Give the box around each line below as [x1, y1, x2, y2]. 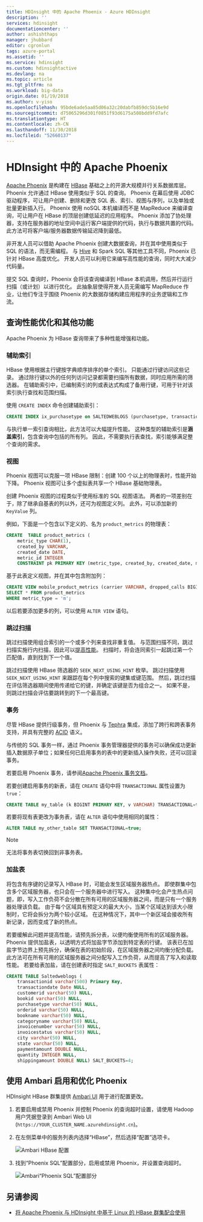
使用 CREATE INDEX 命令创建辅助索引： [6, 401, 100, 409]
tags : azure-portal [6, 48, 56, 54]
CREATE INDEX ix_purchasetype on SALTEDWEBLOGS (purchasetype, [6, 414, 169, 420]
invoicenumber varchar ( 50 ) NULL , [17, 1024, 101, 1030]
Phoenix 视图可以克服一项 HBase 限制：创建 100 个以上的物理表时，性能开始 [6, 472, 197, 479]
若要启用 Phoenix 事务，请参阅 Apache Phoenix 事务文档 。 [6, 769, 151, 776]
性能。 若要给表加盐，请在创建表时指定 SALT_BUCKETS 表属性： [6, 961, 160, 968]
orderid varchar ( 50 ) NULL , [17, 1007, 85, 1013]
